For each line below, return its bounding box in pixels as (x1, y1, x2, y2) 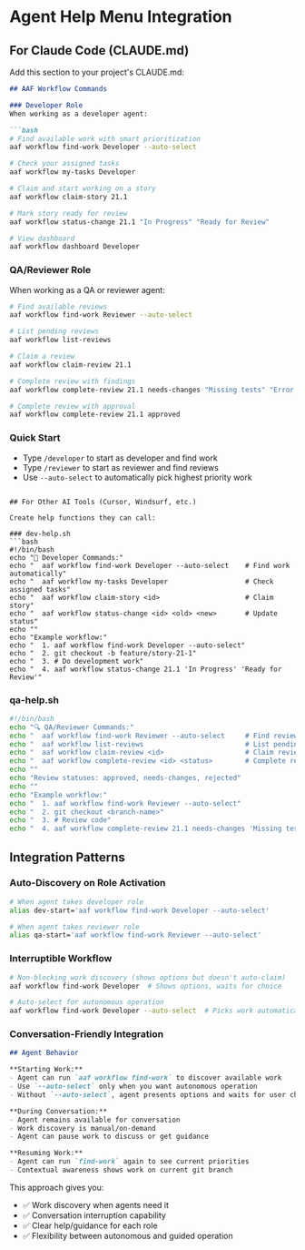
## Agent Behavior (9, 1049, 79, 1058)
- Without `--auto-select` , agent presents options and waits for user (9, 1090, 286, 1099)
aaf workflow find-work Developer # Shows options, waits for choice (9, 981, 282, 991)
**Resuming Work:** (9, 1149, 84, 1158)
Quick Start (9, 432, 61, 444)
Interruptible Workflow (9, 952, 113, 965)
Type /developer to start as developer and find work (22, 452, 218, 463)
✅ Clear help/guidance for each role (22, 1220, 158, 1231)
